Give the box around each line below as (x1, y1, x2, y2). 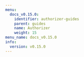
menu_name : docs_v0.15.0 (5, 35, 57, 40)
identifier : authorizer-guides (14, 16, 79, 21)
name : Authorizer (14, 26, 50, 31)
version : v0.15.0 (9, 44, 46, 49)
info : (5, 40, 16, 45)
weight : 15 (14, 30, 37, 35)
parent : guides (14, 21, 46, 26)
